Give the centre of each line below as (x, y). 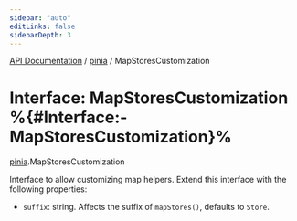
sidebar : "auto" (40, 18)
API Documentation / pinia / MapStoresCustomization (110, 61)
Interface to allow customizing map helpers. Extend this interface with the (148, 180)
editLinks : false (42, 26)
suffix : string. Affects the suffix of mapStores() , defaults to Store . (146, 207)
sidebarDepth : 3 (40, 35)
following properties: (48, 189)
